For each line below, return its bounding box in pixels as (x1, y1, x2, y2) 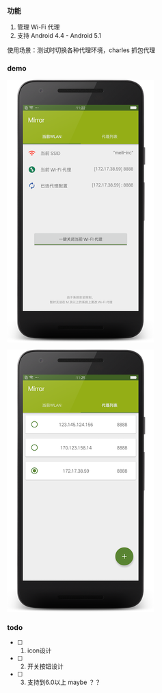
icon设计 (27, 646, 52, 655)
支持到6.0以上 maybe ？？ (27, 678, 101, 686)
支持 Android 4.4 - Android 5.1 (16, 32, 101, 40)
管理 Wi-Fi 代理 (16, 23, 60, 32)
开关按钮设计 (27, 662, 64, 670)
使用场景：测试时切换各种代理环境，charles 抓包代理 (7, 46, 156, 54)
